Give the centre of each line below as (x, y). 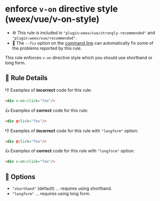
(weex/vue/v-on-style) (52, 19)
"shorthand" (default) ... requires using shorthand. (62, 188)
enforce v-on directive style (62, 9)
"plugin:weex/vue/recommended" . (44, 38)
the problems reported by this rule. (47, 48)
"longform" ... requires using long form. (51, 194)
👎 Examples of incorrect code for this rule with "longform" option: (72, 131)
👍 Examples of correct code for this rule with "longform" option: (70, 151)
